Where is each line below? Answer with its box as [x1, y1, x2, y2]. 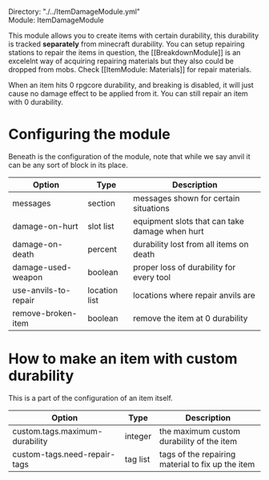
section [87, 198, 116, 209]
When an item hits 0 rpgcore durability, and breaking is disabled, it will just [8, 80, 254, 90]
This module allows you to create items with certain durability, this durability [8, 31, 259, 40]
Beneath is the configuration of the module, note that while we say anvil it [8, 151, 251, 161]
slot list [87, 220, 114, 231]
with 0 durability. [8, 98, 64, 106]
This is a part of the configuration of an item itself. [8, 393, 174, 402]
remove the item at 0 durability [133, 312, 248, 323]
